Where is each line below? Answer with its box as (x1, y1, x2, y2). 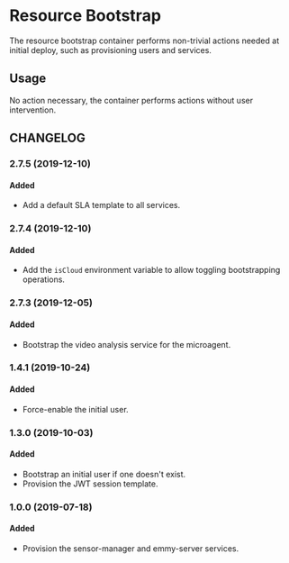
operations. (22, 274, 66, 285)
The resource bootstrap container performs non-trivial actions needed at (9, 35, 280, 46)
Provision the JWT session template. (22, 478, 158, 489)
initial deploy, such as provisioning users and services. (9, 44, 212, 55)
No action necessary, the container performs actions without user (9, 95, 254, 105)
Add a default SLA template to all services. (22, 200, 181, 211)
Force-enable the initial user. (22, 404, 129, 414)
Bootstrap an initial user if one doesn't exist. (22, 468, 186, 479)
